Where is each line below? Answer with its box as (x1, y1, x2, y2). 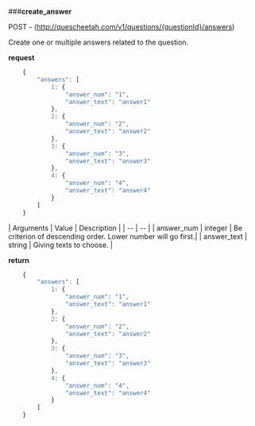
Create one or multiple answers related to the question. (8, 37, 189, 47)
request (8, 53, 35, 62)
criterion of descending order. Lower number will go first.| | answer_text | (8, 231, 248, 241)
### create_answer (8, 7, 72, 16)
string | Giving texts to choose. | (8, 240, 114, 250)
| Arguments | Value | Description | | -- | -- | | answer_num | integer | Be (8, 223, 243, 233)
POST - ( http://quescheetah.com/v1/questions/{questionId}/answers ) (8, 22, 235, 31)
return (8, 255, 30, 265)
